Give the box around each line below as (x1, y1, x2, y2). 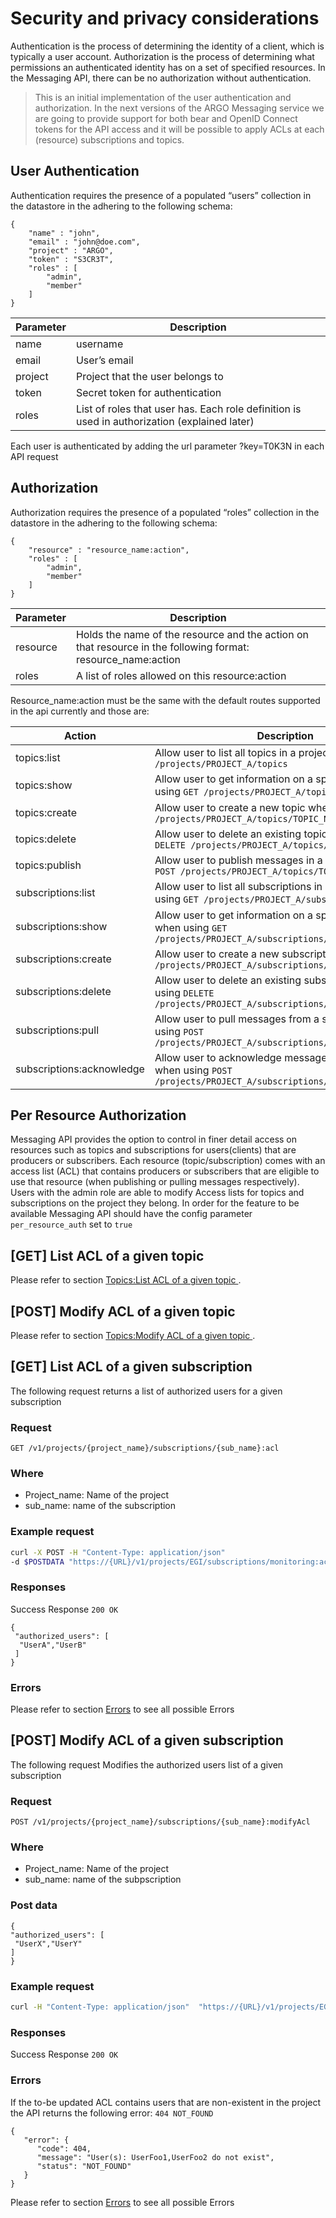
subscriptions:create (15, 952, 112, 966)
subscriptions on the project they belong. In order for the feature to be (10, 1197, 300, 1209)
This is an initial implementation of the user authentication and (34, 91, 292, 103)
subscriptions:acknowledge (15, 1062, 145, 1076)
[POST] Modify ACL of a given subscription (10, 1732, 284, 1749)
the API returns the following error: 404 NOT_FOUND (10, 2107, 214, 2119)
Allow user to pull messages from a (154, 1012, 320, 1026)
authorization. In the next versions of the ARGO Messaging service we (34, 102, 325, 114)
